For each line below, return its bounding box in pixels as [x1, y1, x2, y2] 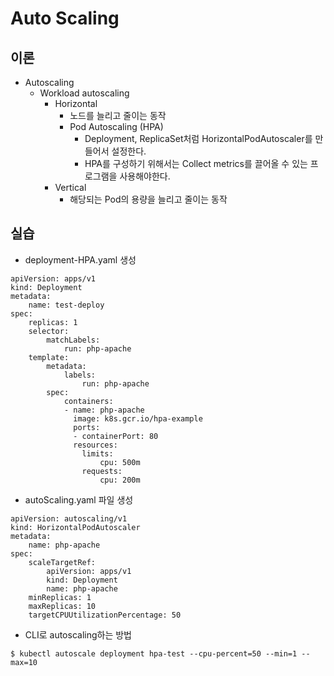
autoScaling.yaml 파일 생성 [24, 493, 134, 506]
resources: [73, 440, 118, 450]
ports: [73, 422, 101, 432]
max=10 [10, 657, 38, 667]
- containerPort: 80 [73, 431, 159, 441]
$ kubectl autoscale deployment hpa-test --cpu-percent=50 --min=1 [10, 648, 298, 659]
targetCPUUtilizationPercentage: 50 [28, 610, 182, 620]
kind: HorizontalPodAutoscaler [10, 522, 141, 532]
